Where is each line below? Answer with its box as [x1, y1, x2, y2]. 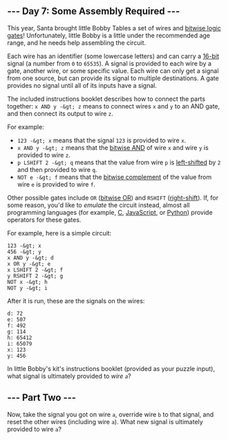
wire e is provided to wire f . [17, 180, 95, 189]
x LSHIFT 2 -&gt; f [7, 266, 64, 274]
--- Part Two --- [7, 392, 77, 403]
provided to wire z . [17, 151, 71, 159]
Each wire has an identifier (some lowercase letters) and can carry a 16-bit [7, 52, 220, 60]
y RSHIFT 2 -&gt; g [7, 272, 64, 279]
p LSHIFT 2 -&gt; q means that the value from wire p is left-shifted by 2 [17, 158, 221, 166]
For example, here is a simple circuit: [7, 229, 112, 237]
